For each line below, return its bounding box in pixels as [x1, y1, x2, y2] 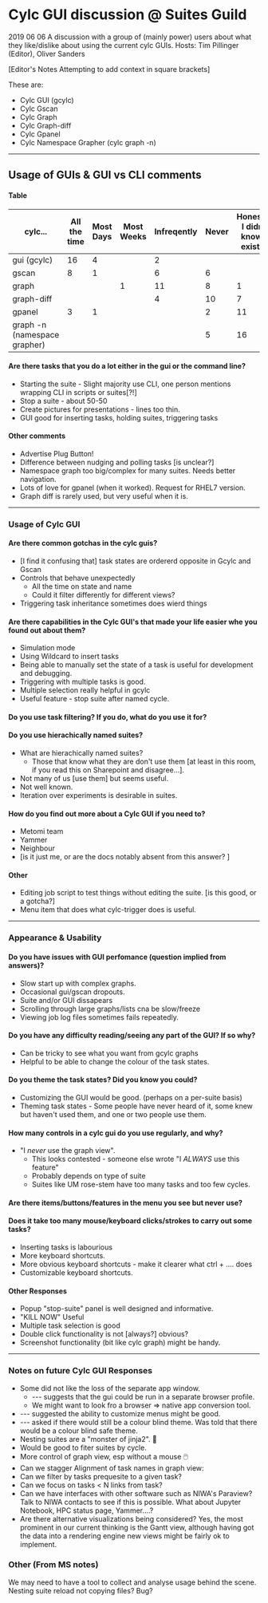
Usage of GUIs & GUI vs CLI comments [8, 168, 202, 182]
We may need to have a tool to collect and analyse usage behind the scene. [8, 1577, 257, 1587]
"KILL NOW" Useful [19, 1313, 85, 1322]
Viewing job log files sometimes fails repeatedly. [19, 1012, 179, 1022]
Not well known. [19, 782, 73, 792]
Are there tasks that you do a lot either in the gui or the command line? [8, 361, 246, 371]
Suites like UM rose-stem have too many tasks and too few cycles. [31, 1179, 250, 1190]
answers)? [8, 960, 45, 970]
